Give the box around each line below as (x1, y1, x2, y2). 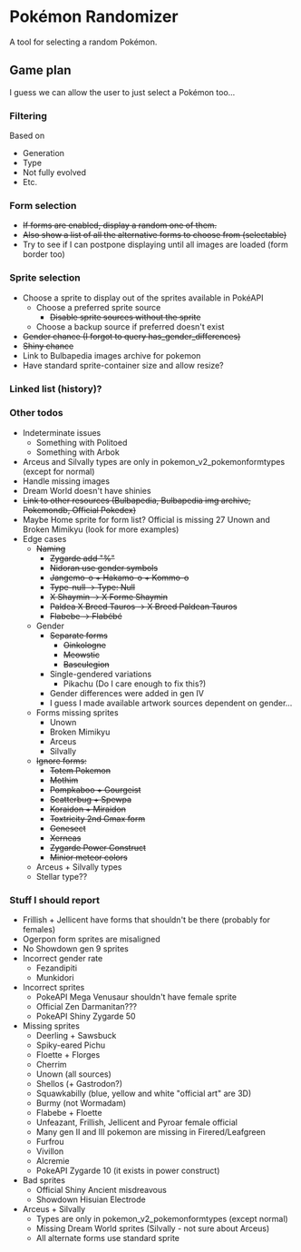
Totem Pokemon (49, 764, 112, 775)
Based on (9, 130, 45, 142)
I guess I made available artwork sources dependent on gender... (49, 697, 293, 708)
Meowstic (63, 649, 100, 660)
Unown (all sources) (35, 1069, 112, 1079)
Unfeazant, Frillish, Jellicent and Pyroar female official (35, 1117, 238, 1128)
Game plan (9, 63, 72, 78)
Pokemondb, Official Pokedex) (22, 504, 137, 515)
